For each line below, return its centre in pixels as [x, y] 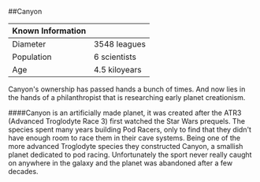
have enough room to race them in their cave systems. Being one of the [124, 138]
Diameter [29, 44]
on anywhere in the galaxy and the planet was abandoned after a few [121, 163]
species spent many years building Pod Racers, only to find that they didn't [130, 130]
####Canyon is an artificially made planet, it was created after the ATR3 [125, 113]
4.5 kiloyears [117, 70]
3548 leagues [119, 44]
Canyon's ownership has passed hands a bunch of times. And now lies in [127, 89]
